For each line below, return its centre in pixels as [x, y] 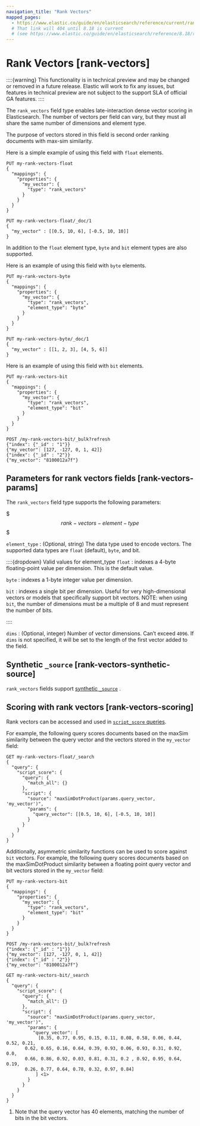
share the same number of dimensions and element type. [76, 123]
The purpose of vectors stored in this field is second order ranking [87, 135]
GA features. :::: [25, 99]
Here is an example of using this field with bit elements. [75, 366]
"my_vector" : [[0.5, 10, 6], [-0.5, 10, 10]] [70, 231]
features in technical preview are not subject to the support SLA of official [97, 92]
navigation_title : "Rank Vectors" [49, 12]
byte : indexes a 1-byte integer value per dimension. [70, 580]
